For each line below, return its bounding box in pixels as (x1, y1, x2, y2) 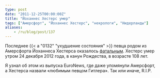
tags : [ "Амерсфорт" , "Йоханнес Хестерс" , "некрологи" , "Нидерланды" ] (5, 20, 149, 26)
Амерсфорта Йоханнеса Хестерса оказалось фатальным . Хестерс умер (5, 48, 155, 54)
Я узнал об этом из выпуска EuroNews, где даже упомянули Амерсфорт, (5, 62, 156, 68)
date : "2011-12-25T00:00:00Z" (5, 12, 66, 16)
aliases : (5, 25, 23, 30)
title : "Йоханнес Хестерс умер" (5, 16, 70, 21)
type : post (5, 7, 27, 12)
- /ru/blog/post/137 (14, 30, 55, 34)
